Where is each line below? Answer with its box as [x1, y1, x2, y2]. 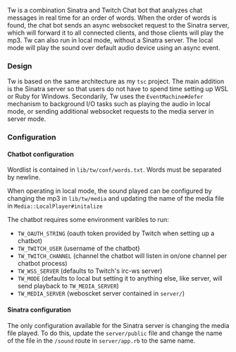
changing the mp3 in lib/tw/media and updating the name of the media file [7, 194, 224, 203]
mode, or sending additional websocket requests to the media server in [7, 107, 214, 116]
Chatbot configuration [7, 150, 74, 158]
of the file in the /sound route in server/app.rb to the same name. [7, 336, 196, 345]
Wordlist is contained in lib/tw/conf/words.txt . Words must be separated [7, 165, 222, 174]
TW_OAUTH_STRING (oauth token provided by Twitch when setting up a [17, 229, 215, 237]
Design [7, 61, 32, 71]
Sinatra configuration [7, 305, 72, 314]
